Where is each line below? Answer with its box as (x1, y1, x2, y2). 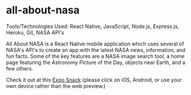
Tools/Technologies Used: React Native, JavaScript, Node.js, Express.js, (6, 23, 179, 30)
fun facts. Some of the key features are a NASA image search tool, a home (6, 52, 185, 59)
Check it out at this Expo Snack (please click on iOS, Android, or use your (6, 76, 182, 83)
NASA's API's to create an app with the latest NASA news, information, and (6, 46, 186, 53)
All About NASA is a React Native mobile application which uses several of (6, 40, 185, 47)
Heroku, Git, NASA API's (6, 29, 65, 36)
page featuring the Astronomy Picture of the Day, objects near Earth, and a (6, 59, 185, 66)
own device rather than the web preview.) (6, 82, 106, 89)
